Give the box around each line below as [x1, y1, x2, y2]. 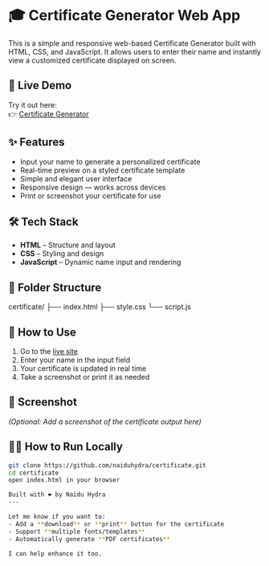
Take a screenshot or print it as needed [19, 373, 150, 381]
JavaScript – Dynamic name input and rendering [19, 258, 181, 267]
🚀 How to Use [8, 325, 76, 339]
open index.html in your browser [8, 476, 120, 484]
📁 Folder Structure [8, 280, 102, 294]
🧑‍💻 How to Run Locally [8, 440, 123, 454]
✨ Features [8, 136, 65, 149]
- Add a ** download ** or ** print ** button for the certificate [8, 519, 225, 528]
